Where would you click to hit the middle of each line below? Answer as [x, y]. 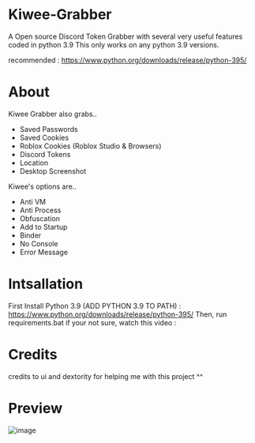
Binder [30, 235]
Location [34, 163]
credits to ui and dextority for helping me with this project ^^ [106, 376]
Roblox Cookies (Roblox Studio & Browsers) [90, 146]
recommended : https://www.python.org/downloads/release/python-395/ [127, 60]
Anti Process [40, 210]
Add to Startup [43, 227]
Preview [36, 408]
